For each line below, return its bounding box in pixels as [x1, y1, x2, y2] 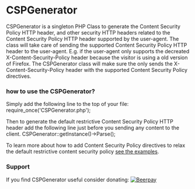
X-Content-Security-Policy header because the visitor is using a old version [6, 54, 188, 61]
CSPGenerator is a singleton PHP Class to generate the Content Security [6, 23, 181, 30]
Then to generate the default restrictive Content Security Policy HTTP [6, 118, 174, 125]
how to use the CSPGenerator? [6, 87, 95, 95]
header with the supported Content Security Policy [65, 66, 188, 73]
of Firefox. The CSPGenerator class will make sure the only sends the [6, 60, 173, 67]
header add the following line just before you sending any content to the [6, 124, 180, 132]
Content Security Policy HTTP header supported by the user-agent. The [6, 35, 179, 42]
